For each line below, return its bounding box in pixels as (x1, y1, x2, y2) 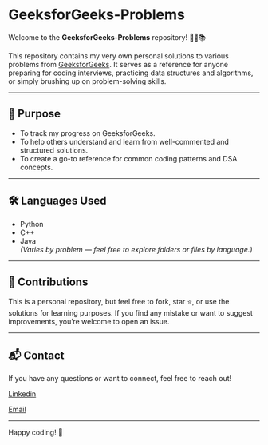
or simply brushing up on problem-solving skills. (8, 76, 167, 85)
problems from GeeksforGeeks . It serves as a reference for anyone (8, 59, 229, 69)
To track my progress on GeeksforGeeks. (19, 128, 156, 137)
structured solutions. (19, 145, 89, 155)
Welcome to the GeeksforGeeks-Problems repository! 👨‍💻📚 (8, 32, 207, 42)
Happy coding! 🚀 (8, 427, 64, 437)
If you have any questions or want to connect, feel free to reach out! (8, 374, 232, 383)
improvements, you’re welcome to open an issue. (8, 317, 170, 327)
